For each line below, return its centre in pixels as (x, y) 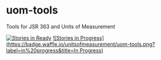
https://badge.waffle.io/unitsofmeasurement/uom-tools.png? (82, 44)
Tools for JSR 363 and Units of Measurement (61, 26)
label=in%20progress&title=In (42, 50)
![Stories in (66, 38)
